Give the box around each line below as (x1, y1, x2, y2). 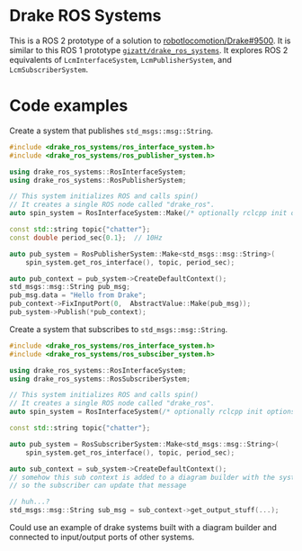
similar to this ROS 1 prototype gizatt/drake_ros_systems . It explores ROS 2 (9, 44, 289, 55)
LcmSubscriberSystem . (9, 64, 89, 75)
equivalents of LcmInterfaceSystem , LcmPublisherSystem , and (9, 54, 232, 65)
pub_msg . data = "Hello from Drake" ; (9, 291, 147, 300)
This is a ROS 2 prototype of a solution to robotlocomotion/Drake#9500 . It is (9, 35, 291, 46)
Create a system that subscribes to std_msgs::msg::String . (9, 323, 228, 334)
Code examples (9, 95, 129, 116)
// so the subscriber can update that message (9, 481, 187, 491)
